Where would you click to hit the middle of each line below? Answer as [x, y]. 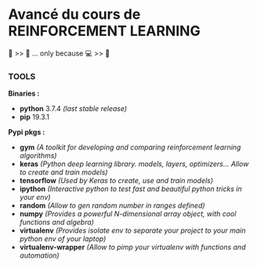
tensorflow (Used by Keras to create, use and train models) [116, 181]
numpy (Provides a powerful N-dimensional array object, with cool [128, 214]
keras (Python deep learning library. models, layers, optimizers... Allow [134, 164]
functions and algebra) [56, 222]
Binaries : [24, 94]
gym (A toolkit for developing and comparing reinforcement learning [130, 147]
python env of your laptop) [63, 239]
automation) [40, 255]
